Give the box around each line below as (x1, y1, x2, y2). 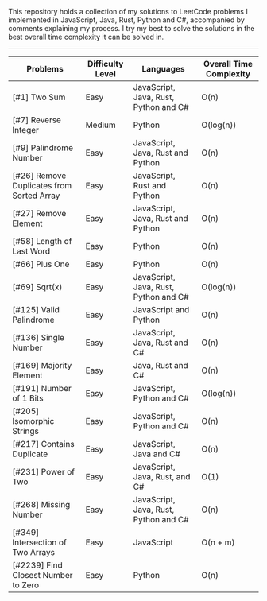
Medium (85, 119, 117, 130)
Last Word (12, 246, 51, 257)
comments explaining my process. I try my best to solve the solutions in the (8, 24, 255, 33)
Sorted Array (12, 190, 60, 201)
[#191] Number (12, 383, 72, 394)
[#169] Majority (12, 360, 72, 370)
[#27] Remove (12, 208, 67, 219)
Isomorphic (12, 416, 55, 426)
